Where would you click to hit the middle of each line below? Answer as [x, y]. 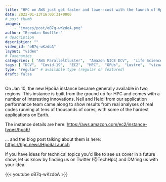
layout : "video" [22, 51]
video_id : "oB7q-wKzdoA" [31, 47]
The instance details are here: [35, 124]
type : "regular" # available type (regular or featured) [65, 70]
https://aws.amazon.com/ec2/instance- [107, 124]
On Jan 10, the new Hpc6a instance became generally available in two [77, 88]
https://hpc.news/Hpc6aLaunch [38, 144]
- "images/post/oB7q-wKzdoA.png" [48, 28]
